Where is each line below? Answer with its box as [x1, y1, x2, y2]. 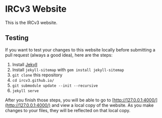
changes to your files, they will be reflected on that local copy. [5, 107, 131, 113]
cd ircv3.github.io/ [12, 78, 54, 83]
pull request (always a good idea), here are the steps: [5, 52, 113, 58]
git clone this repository [12, 72, 63, 78]
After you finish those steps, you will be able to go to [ [5, 97, 114, 103]
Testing [5, 34, 29, 42]
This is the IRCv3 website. [5, 20, 58, 25]
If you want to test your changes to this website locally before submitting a [5, 47, 156, 52]
